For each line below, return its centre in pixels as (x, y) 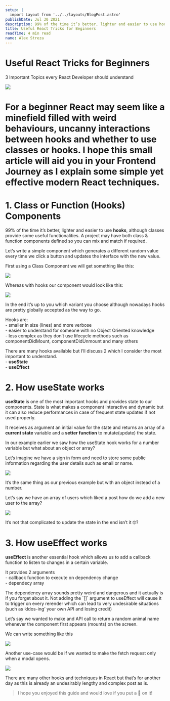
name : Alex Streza (25, 38)
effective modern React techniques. (82, 182)
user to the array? (24, 503)
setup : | (14, 10)
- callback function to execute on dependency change (62, 578)
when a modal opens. (28, 659)
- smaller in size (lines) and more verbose (49, 325)
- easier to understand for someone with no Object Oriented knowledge (80, 330)
